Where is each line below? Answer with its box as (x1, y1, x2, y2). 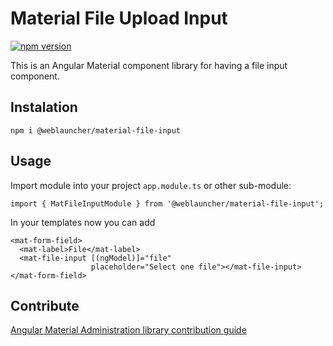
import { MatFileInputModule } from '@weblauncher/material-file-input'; (10, 198, 325, 209)
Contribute (10, 297, 80, 314)
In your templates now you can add (10, 216, 156, 228)
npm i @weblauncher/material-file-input (10, 125, 182, 136)
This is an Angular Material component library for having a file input (10, 59, 288, 71)
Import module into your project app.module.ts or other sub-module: (10, 179, 292, 191)
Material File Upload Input (10, 7, 228, 30)
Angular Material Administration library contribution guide (10, 324, 247, 336)
